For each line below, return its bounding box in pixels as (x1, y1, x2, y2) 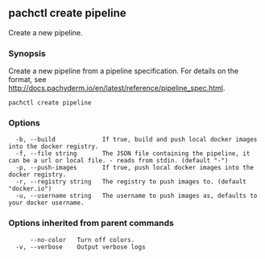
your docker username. (8, 199, 85, 208)
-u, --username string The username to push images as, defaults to (15, 192, 258, 200)
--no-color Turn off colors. (29, 236, 135, 244)
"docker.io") (8, 185, 52, 193)
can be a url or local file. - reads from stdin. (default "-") (8, 157, 229, 165)
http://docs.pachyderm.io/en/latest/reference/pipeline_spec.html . (8, 84, 226, 93)
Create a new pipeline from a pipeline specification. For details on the (8, 66, 239, 76)
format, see (8, 75, 47, 84)
